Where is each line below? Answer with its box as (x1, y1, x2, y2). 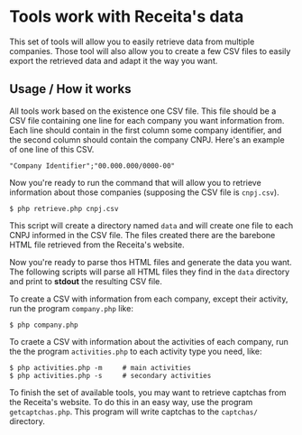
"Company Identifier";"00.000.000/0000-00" (9, 161, 176, 171)
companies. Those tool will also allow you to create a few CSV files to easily (9, 45, 291, 56)
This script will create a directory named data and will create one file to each (9, 219, 294, 231)
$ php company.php (9, 320, 78, 329)
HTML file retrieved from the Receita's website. (9, 239, 185, 250)
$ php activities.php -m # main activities (9, 363, 192, 372)
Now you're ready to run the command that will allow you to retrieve (9, 177, 261, 188)
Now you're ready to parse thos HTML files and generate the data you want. (9, 256, 293, 267)
